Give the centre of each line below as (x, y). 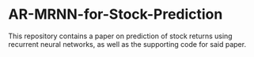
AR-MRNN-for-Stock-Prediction (116, 14)
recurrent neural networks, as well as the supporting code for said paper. (127, 44)
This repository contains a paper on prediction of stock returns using (120, 36)
